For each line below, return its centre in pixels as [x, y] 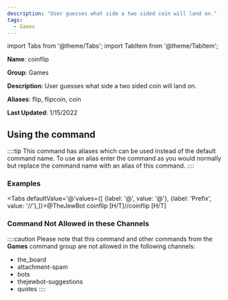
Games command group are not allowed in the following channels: [101, 246]
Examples [24, 183]
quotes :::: [31, 289]
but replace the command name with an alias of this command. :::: [101, 166]
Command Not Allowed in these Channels [78, 223]
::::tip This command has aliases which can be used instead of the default [112, 151]
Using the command [51, 134]
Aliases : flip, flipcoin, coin [44, 99]
